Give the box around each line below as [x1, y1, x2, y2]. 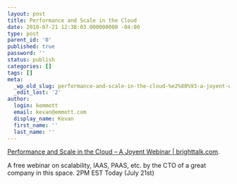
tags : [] [7, 69, 33, 76]
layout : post [7, 10, 46, 18]
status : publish [7, 56, 55, 63]
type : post [7, 30, 39, 37]
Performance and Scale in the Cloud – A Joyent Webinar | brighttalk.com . [7, 147, 220, 156]
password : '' [7, 50, 46, 57]
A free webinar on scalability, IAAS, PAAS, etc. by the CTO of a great [7, 161, 207, 170]
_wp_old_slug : [13, 82, 55, 90]
